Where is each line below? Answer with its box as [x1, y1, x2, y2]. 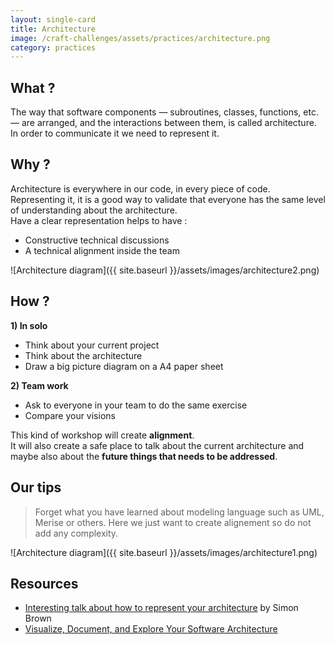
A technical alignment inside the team [24, 244, 180, 256]
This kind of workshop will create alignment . [10, 429, 195, 441]
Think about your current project [24, 339, 160, 351]
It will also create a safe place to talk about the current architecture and [10, 439, 305, 451]
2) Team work [10, 379, 69, 391]
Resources [10, 575, 79, 592]
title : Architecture [10, 24, 97, 34]
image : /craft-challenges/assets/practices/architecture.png [10, 33, 271, 43]
